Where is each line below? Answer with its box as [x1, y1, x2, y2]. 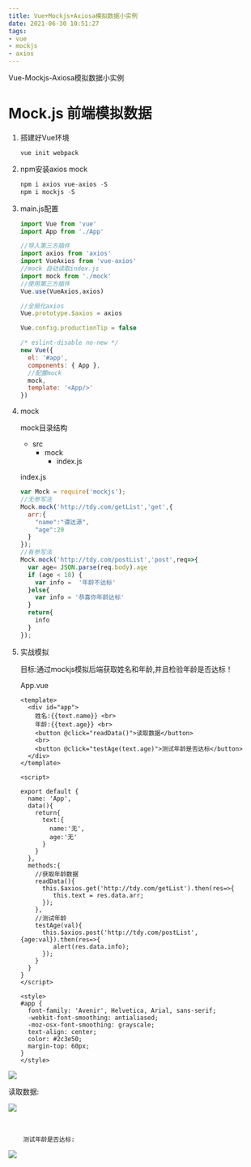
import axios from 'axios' [19, 249, 112, 258]
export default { [19, 787, 79, 795]
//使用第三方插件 [19, 279, 70, 288]
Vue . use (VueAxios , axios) [19, 287, 104, 295]
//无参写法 [19, 496, 53, 504]
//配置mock [28, 368, 62, 377]
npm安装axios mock [19, 164, 87, 174]
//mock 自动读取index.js [19, 265, 100, 273]
